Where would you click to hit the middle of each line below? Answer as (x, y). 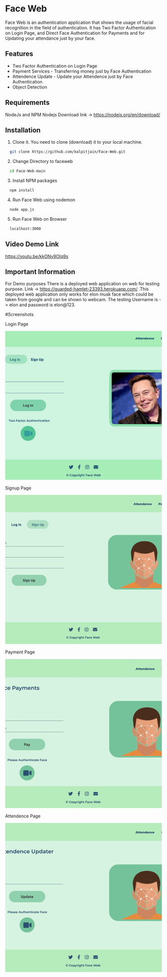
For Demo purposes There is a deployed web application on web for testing (83, 284)
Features (19, 54)
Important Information (40, 272)
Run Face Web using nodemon (44, 200)
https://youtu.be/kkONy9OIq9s (37, 256)
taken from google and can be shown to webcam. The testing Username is (82, 300)
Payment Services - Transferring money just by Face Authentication (82, 71)
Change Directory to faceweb (42, 162)
